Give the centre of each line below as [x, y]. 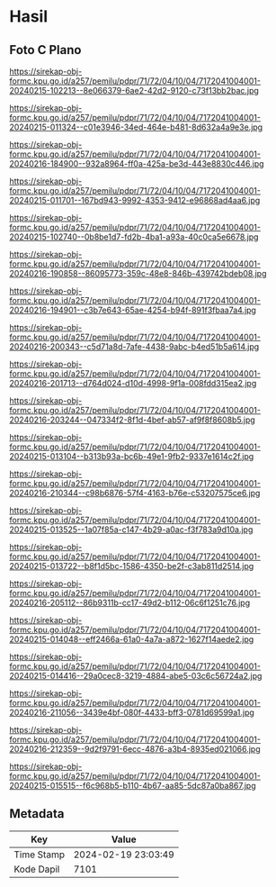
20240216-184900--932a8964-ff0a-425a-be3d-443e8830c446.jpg [137, 163]
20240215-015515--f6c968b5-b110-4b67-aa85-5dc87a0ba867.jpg [133, 786]
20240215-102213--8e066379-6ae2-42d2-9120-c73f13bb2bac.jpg [134, 91]
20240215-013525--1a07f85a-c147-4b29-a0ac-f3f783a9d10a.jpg [131, 529]
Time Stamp [40, 855]
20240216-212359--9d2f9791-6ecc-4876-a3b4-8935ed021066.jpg [135, 749]
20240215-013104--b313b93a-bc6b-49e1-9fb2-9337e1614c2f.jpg [132, 456]
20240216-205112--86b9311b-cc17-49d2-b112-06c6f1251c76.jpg [129, 602]
